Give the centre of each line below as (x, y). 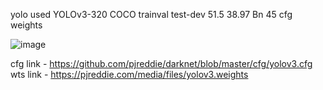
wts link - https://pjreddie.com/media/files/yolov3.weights (129, 74)
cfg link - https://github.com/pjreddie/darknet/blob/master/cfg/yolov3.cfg (161, 63)
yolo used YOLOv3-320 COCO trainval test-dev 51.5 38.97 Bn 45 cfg (151, 14)
